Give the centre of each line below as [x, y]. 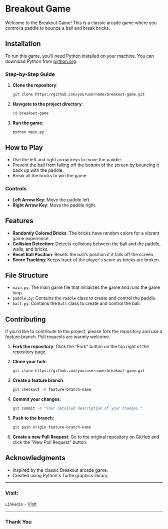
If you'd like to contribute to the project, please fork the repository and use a [84, 332]
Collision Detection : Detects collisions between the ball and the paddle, [86, 244]
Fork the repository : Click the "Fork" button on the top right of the [80, 347]
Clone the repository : [35, 85]
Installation [23, 44]
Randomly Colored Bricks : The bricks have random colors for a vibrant [86, 233]
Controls [16, 189]
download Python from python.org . [41, 61]
